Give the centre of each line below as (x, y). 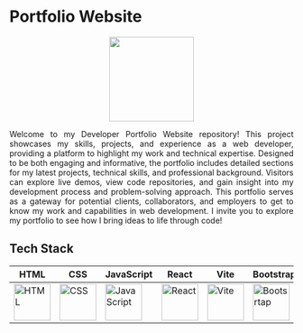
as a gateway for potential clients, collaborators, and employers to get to (151, 201)
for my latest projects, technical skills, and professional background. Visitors (151, 172)
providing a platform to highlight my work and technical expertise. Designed (151, 153)
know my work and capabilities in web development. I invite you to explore (151, 210)
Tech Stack (41, 249)
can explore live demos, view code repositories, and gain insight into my (151, 181)
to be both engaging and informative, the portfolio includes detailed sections (151, 162)
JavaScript (129, 274)
